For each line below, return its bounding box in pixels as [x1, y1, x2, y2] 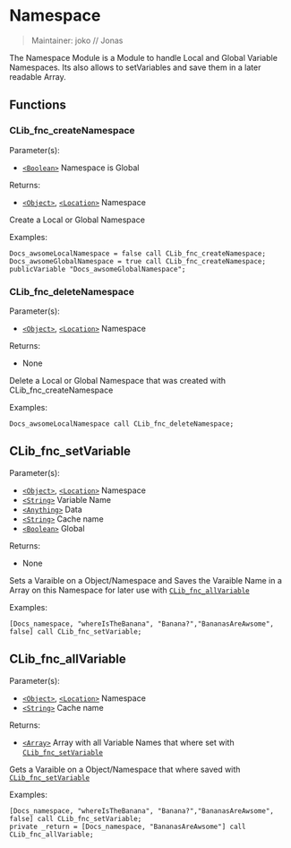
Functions [9, 98, 67, 113]
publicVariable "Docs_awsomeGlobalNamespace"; [9, 264, 186, 273]
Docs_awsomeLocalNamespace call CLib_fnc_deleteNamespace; [9, 419, 235, 428]
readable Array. [9, 71, 67, 82]
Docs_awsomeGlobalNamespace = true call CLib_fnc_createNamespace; [9, 256, 267, 265]
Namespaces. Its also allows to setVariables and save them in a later [9, 62, 261, 73]
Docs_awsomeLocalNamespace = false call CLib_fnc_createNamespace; [9, 248, 267, 258]
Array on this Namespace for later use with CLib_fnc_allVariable [9, 584, 250, 595]
